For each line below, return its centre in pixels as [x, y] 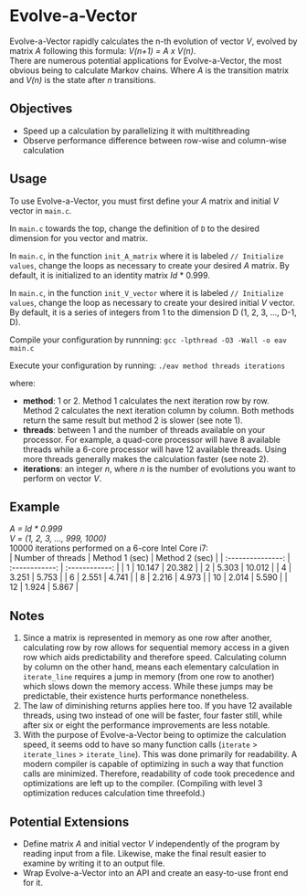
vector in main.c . [41, 210]
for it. [33, 883]
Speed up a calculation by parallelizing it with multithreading [136, 131]
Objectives [41, 109]
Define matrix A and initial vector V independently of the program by [151, 844]
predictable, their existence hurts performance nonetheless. [136, 696]
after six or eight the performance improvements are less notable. [146, 725]
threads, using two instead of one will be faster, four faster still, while [153, 716]
